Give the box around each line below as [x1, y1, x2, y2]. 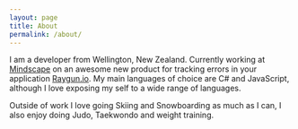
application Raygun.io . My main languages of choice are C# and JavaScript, [9, 73, 290, 84]
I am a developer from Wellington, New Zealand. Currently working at [9, 55, 266, 65]
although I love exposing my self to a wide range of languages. [9, 82, 241, 94]
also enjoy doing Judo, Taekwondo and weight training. [9, 109, 215, 121]
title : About [9, 21, 58, 30]
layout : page [9, 13, 58, 22]
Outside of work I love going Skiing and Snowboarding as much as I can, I [9, 100, 282, 111]
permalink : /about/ [9, 30, 83, 39]
